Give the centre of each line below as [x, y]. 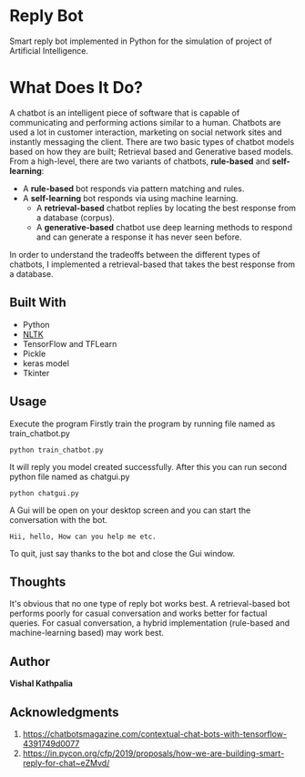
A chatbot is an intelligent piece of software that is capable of [125, 112]
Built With [38, 303]
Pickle [34, 353]
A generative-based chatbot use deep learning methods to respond [164, 227]
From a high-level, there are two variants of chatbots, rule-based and [140, 161]
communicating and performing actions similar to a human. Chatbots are [145, 122]
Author [30, 661]
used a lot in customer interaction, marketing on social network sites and [146, 132]
